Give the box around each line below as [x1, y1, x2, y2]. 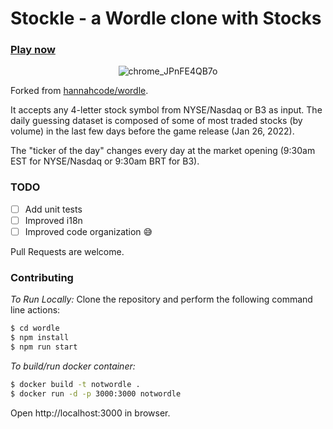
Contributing [10, 270, 74, 284]
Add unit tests [24, 203, 83, 215]
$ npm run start [10, 342, 78, 352]
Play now [10, 43, 56, 57]
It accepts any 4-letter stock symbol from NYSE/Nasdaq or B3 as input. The [10, 104, 323, 116]
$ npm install [10, 333, 70, 343]
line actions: [10, 304, 61, 316]
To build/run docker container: [10, 360, 136, 372]
